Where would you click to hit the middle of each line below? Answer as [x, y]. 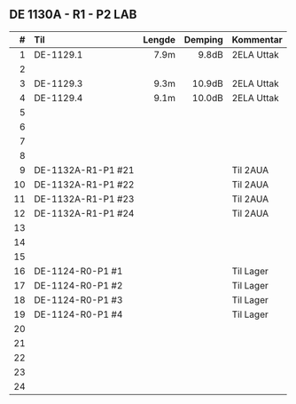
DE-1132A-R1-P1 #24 [84, 213]
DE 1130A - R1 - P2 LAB [73, 15]
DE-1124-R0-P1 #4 [78, 314]
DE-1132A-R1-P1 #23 [84, 199]
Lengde [159, 39]
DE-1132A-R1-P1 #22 [84, 184]
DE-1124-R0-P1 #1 [78, 271]
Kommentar [257, 39]
